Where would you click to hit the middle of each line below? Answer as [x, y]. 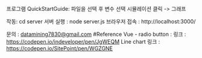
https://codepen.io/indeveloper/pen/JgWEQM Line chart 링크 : [83, 42]
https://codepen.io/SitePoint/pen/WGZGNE [60, 48]
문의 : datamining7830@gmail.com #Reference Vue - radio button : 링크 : [96, 34]
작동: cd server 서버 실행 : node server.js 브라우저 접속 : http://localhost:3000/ [101, 22]
